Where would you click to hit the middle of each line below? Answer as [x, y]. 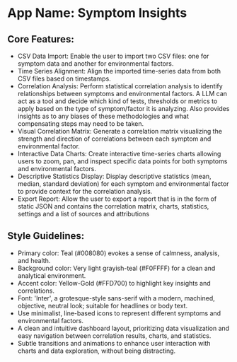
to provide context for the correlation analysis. [85, 191]
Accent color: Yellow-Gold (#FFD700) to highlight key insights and [114, 283]
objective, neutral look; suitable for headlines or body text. [103, 305]
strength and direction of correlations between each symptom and [114, 139]
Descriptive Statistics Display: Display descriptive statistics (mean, [114, 176]
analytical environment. [52, 275]
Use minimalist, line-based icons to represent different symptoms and [119, 313]
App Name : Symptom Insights [97, 13]
